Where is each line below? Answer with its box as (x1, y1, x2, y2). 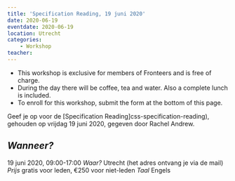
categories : (7, 36, 42, 43)
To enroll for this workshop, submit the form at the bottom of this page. (17, 98, 223, 107)
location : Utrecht (7, 29, 61, 37)
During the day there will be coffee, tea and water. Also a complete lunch (17, 83, 228, 92)
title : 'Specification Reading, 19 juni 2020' (7, 10, 146, 18)
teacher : (7, 50, 33, 57)
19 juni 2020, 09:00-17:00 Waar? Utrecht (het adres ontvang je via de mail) (7, 159, 224, 167)
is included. (17, 90, 51, 99)
